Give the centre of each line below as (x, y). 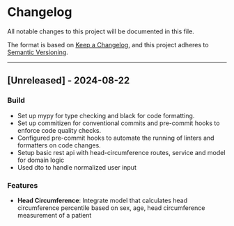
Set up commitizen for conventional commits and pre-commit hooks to (118, 123)
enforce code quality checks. (59, 130)
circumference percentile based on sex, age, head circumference (111, 208)
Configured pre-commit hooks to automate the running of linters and (116, 138)
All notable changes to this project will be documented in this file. (101, 31)
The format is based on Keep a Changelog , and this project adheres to (108, 45)
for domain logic (41, 160)
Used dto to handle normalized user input (77, 167)
